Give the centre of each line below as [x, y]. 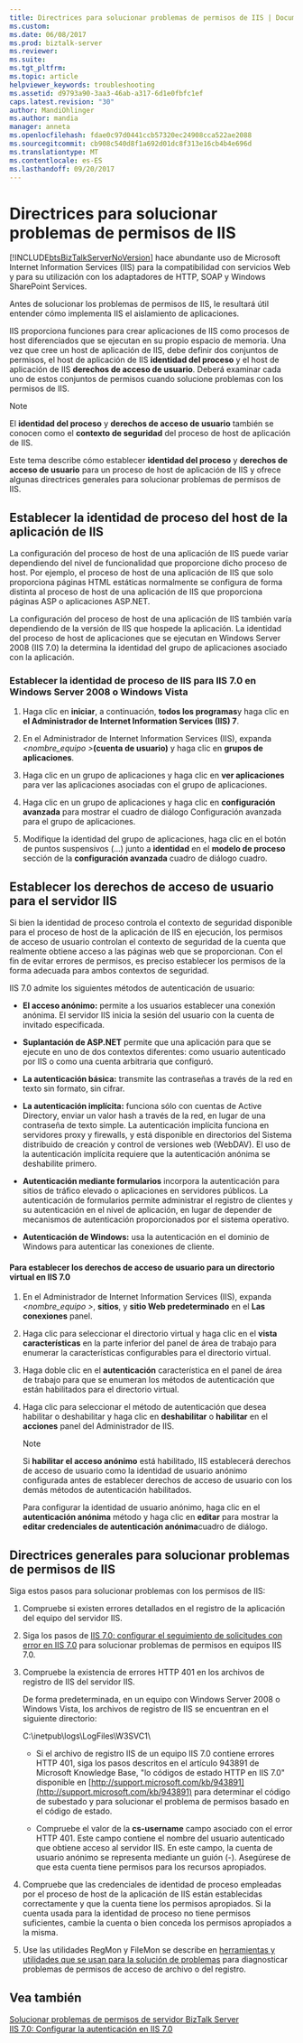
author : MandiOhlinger [52, 110]
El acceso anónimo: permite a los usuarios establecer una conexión [149, 1006]
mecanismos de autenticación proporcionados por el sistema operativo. [156, 1219]
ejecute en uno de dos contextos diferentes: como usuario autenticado [154, 1052]
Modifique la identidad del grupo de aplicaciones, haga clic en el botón [154, 839]
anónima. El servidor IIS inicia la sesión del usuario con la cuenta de [148, 1015]
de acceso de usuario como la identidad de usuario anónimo [135, 1471]
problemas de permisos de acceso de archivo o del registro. [134, 1969]
